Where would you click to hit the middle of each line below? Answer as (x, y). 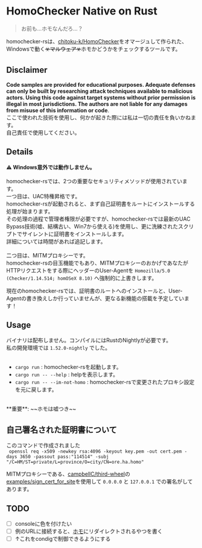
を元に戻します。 (36, 389)
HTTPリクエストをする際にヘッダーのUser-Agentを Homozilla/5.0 (88, 270)
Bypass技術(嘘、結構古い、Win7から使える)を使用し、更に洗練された (92, 226)
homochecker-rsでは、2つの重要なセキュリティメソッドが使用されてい (94, 181)
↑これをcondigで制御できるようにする (63, 539)
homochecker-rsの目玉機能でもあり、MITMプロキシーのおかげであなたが (97, 263)
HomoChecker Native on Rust (82, 11)
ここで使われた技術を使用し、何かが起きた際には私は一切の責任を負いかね (99, 117)
